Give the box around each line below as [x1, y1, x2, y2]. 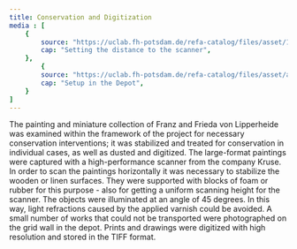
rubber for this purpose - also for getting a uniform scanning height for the [9, 185, 280, 195]
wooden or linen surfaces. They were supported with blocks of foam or [9, 176, 269, 186]
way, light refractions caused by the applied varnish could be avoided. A [9, 204, 272, 215]
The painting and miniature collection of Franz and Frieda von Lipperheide [9, 119, 279, 130]
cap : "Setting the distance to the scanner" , [41, 46, 212, 55]
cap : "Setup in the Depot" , [41, 79, 144, 87]
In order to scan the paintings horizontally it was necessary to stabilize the [9, 166, 280, 177]
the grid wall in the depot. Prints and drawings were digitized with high [9, 223, 266, 233]
